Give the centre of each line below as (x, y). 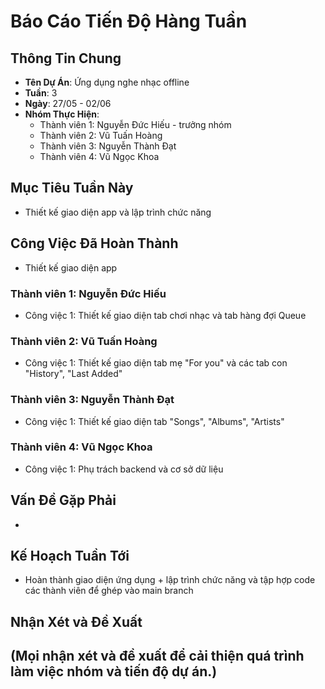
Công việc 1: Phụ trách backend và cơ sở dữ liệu (124, 469)
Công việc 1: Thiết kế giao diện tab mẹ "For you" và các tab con (156, 363)
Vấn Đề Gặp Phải (63, 500)
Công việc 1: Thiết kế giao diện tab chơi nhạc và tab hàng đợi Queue (165, 315)
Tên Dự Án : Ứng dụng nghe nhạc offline (107, 82)
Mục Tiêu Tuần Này (72, 188)
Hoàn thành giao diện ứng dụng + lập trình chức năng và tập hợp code (170, 580)
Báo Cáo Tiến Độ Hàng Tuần (129, 21)
